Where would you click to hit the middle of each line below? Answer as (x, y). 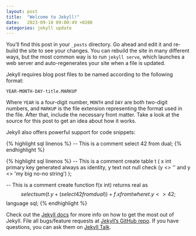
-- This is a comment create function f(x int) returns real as (77, 185)
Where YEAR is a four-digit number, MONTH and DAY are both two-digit (87, 102)
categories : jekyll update (39, 28)
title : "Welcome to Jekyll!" (43, 17)
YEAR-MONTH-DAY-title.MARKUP (42, 91)
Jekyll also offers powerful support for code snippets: (71, 132)
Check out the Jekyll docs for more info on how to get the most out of (90, 215)
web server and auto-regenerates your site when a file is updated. (86, 63)
